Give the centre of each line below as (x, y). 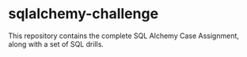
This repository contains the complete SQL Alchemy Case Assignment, (124, 36)
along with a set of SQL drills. (56, 44)
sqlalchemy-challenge (84, 14)
